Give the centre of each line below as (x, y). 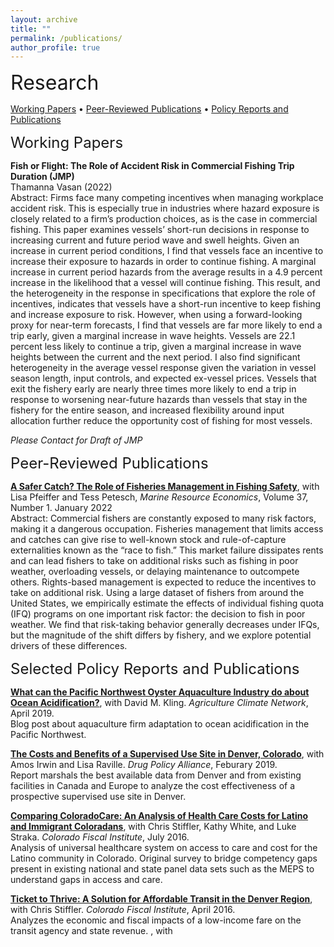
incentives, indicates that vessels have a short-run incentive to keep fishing (166, 304)
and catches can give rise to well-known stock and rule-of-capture (148, 540)
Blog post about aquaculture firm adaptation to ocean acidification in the (160, 724)
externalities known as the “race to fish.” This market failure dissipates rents (167, 550)
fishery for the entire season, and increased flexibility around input (147, 410)
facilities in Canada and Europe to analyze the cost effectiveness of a (153, 786)
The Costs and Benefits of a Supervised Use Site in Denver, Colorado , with (167, 754)
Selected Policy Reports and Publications (155, 669)
